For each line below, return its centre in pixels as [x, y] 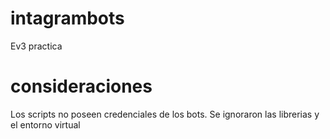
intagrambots [67, 18]
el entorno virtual [45, 124]
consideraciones [81, 86]
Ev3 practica [36, 46]
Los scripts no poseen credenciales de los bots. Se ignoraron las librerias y [165, 114]
